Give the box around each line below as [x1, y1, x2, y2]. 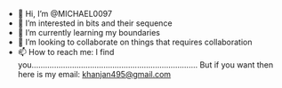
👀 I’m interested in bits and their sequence [17, 18, 173, 28]
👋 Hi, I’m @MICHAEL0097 [17, 9, 113, 19]
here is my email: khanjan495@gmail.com [17, 69, 172, 79]
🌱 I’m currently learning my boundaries [17, 28, 160, 37]
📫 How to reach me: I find [17, 47, 115, 57]
